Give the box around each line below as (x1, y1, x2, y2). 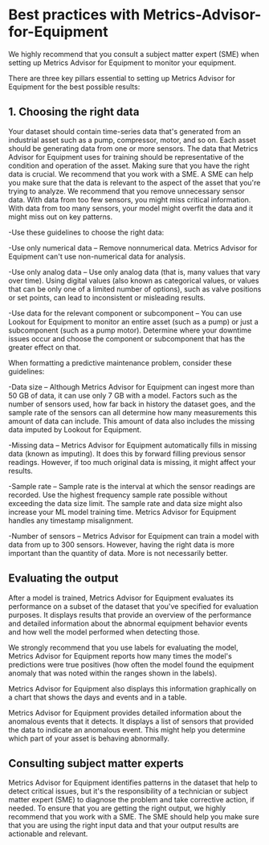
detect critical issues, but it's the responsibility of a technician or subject (8, 786, 249, 796)
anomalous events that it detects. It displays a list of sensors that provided (8, 716, 255, 726)
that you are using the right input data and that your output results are (8, 821, 239, 831)
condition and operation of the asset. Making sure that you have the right (8, 161, 250, 170)
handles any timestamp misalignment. (8, 516, 134, 525)
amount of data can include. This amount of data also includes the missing (8, 416, 255, 426)
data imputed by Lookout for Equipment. (8, 424, 142, 435)
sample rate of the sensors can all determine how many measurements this (8, 407, 257, 417)
